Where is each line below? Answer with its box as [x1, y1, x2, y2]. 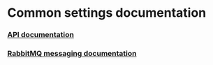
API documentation [7, 30, 75, 40]
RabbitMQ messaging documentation [7, 49, 137, 59]
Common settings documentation [7, 5, 207, 21]
